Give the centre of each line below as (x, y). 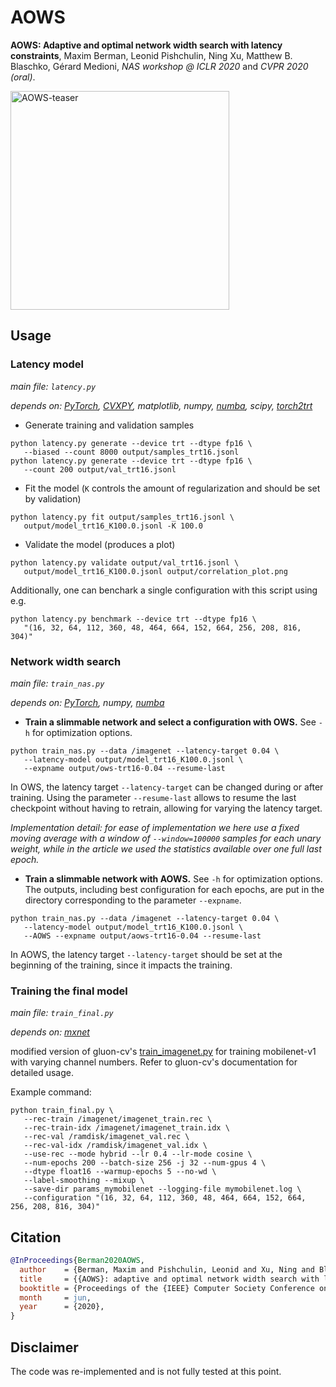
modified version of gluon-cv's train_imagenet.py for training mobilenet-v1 (163, 1052)
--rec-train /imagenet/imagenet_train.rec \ (118, 1119)
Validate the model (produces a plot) (100, 544)
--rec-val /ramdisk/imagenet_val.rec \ (106, 1137)
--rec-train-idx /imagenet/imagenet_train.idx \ (126, 1128)
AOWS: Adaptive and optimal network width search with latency (146, 45)
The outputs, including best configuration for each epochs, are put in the (174, 889)
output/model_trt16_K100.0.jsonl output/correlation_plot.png (155, 571)
